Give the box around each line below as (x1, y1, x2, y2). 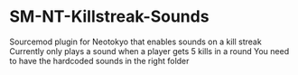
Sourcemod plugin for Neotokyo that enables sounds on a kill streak (9, 36, 262, 47)
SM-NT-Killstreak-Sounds (9, 6, 210, 27)
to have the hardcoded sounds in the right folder (9, 55, 190, 66)
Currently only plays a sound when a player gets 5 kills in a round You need (9, 45, 290, 56)
